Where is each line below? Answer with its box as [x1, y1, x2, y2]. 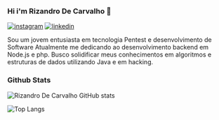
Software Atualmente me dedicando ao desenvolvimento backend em [7, 43, 209, 52]
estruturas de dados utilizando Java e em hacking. [7, 58, 154, 66]
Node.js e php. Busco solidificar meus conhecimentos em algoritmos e [7, 50, 212, 59]
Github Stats [7, 75, 51, 85]
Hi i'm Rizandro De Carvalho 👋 [7, 6, 112, 16]
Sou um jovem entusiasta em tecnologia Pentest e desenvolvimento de [7, 36, 212, 44]
